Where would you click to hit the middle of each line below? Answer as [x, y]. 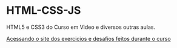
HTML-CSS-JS [44, 10]
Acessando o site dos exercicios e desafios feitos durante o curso [88, 38]
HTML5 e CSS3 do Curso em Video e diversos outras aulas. [81, 27]
